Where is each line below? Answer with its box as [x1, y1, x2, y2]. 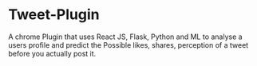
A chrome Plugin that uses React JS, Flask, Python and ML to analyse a [8, 32, 243, 41]
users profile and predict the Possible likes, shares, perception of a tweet [8, 40, 249, 49]
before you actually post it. [8, 49, 97, 58]
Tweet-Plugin [8, 6, 100, 24]
